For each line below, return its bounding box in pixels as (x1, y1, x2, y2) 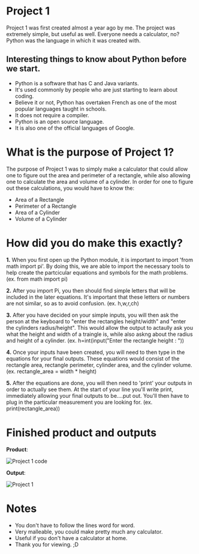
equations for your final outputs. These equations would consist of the (6, 355, 180, 362)
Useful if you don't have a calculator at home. (14, 534, 128, 541)
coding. (14, 92, 34, 100)
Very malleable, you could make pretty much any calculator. (14, 528, 163, 535)
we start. (6, 64, 41, 74)
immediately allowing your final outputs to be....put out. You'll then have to (6, 392, 189, 399)
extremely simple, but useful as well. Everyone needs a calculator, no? (6, 30, 180, 37)
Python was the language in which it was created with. (6, 37, 141, 44)
